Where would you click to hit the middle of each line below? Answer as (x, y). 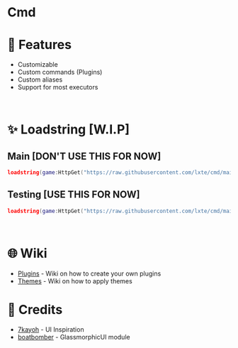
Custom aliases (40, 80)
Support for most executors (58, 87)
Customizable (38, 65)
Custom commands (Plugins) (60, 72)
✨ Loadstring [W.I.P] (68, 130)
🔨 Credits (35, 309)
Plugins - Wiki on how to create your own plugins (89, 273)
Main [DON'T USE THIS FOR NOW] (84, 156)
